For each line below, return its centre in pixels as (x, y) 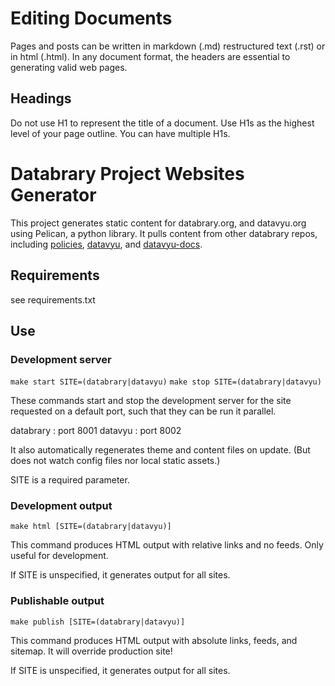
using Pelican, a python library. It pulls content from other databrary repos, (164, 233)
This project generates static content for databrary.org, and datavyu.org (158, 223)
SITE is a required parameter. (70, 480)
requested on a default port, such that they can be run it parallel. (143, 411)
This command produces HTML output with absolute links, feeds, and (154, 640)
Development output (61, 506)
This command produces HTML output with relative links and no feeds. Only (167, 545)
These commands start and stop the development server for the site (151, 401)
